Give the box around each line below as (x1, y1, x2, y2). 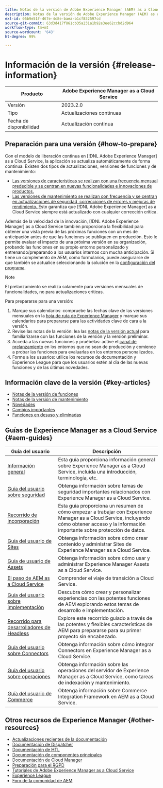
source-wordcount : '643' (5, 30, 55, 35)
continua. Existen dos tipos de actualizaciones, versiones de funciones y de (5, 163, 157, 169)
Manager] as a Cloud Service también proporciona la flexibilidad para (5, 223, 144, 229)
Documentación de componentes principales (12, 752, 102, 758)
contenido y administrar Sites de (58, 541, 132, 547)
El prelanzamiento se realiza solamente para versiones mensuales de (5, 283, 143, 289)
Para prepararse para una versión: (5, 298, 74, 304)
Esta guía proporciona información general (58, 456, 155, 463)
